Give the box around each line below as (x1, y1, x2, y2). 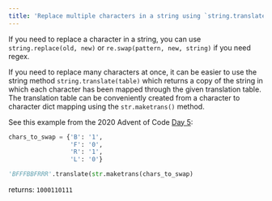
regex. (8, 51, 30, 61)
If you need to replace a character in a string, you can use (8, 34, 202, 44)
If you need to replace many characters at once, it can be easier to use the (8, 66, 257, 77)
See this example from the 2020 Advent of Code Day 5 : (8, 117, 193, 126)
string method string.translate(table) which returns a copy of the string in (8, 75, 263, 85)
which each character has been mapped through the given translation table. (8, 84, 261, 94)
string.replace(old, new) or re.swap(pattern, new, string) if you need (8, 42, 251, 53)
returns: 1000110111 (8, 185, 73, 195)
